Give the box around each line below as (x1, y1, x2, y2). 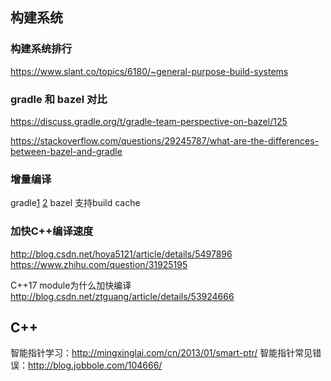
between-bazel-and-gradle (10, 145, 123, 157)
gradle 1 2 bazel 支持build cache (10, 197, 141, 209)
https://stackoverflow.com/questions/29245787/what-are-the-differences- (10, 134, 320, 147)
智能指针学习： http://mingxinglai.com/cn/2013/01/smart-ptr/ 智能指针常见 (10, 347, 313, 359)
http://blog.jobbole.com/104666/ (28, 359, 163, 372)
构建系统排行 (10, 42, 73, 56)
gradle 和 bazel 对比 (10, 92, 108, 106)
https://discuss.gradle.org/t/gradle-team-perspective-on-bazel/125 (10, 115, 288, 127)
